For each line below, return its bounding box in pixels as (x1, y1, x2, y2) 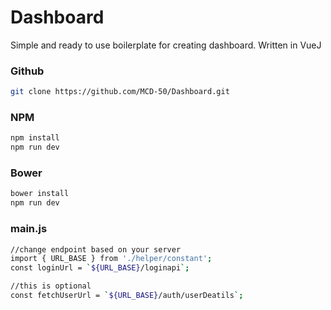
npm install (10, 133, 60, 143)
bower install (10, 189, 70, 199)
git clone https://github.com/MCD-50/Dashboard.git (10, 87, 230, 97)
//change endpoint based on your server (10, 244, 182, 255)
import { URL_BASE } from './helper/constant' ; (10, 254, 213, 264)
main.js (10, 222, 48, 236)
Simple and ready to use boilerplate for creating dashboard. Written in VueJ (10, 39, 322, 51)
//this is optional (10, 281, 92, 291)
